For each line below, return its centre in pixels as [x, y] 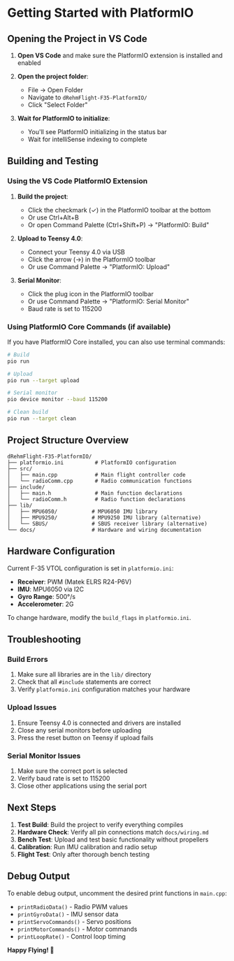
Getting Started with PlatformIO [101, 13]
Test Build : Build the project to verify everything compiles [100, 824]
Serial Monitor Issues [44, 756]
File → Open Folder [56, 90]
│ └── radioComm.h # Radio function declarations [97, 499]
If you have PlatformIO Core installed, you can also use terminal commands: [116, 342]
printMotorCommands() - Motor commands [77, 929]
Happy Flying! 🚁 [31, 950]
